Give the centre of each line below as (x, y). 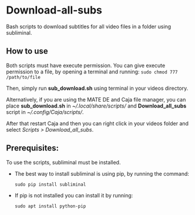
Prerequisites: (32, 148)
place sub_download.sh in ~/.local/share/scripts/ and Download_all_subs (96, 106)
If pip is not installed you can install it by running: (74, 195)
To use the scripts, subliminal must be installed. (63, 162)
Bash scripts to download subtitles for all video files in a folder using (89, 26)
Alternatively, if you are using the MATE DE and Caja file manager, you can (96, 99)
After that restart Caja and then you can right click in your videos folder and (97, 123)
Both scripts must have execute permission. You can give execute (86, 65)
